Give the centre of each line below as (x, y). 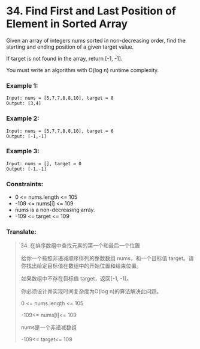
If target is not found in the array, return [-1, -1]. (64, 58)
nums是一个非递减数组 (49, 327)
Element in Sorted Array (67, 24)
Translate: (22, 232)
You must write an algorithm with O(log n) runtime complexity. (83, 70)
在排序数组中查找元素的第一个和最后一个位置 (85, 246)
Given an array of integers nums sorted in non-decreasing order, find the (96, 40)
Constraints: (25, 184)
